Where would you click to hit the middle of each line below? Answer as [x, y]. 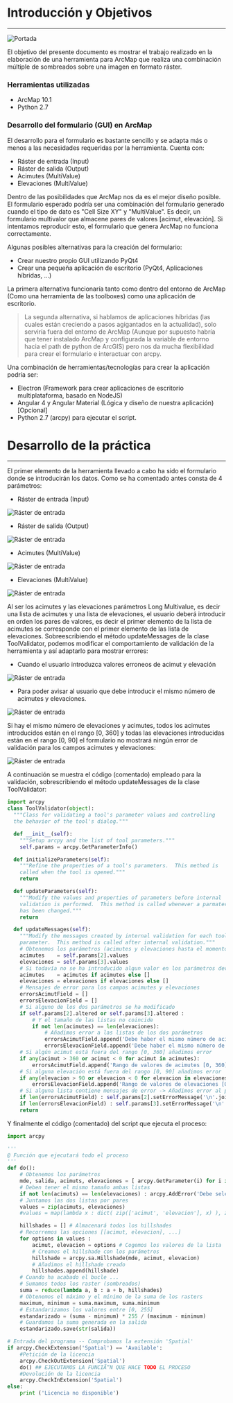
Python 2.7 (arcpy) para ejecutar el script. [77, 417]
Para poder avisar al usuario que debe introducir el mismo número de [116, 691]
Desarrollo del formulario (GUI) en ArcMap [80, 125]
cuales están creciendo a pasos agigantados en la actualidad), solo [120, 324]
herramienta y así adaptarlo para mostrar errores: [78, 651]
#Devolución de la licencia [60, 1374]
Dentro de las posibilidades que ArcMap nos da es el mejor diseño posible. [114, 196]
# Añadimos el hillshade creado [79, 1264]
